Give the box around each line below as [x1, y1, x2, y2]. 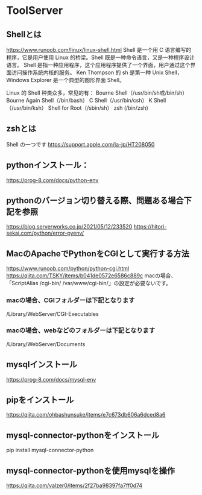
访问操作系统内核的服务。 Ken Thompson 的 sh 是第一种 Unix [11, 69, 164, 76]
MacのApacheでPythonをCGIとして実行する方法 [6, 248, 190, 259]
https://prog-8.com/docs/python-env [6, 176, 99, 184]
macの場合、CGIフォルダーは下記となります [6, 296, 135, 304]
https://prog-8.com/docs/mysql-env [6, 376, 96, 383]
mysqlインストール [6, 359, 77, 370]
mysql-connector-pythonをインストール [6, 430, 160, 440]
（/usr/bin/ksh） [6, 104, 47, 112]
